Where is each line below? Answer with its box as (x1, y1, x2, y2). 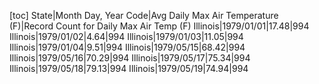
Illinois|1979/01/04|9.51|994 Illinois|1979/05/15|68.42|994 (9, 41, 246, 53)
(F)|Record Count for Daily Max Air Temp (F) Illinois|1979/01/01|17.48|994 (9, 20, 310, 32)
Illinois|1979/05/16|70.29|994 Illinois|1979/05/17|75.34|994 (9, 52, 251, 64)
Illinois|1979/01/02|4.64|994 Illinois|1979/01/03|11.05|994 (9, 31, 244, 42)
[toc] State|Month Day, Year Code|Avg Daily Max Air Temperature (9, 10, 279, 21)
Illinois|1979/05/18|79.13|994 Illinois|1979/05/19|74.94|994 (9, 63, 249, 74)
